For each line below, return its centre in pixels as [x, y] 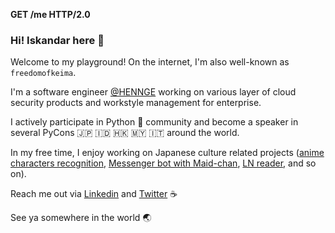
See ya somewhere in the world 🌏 [81, 218]
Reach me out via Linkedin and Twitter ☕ [94, 194]
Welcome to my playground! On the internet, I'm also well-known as [150, 62]
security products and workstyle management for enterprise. [136, 103]
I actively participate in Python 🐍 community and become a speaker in [154, 122]
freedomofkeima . [43, 73]
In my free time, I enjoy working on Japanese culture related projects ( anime [167, 153]
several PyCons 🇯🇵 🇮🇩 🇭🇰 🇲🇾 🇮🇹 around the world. [125, 133]
